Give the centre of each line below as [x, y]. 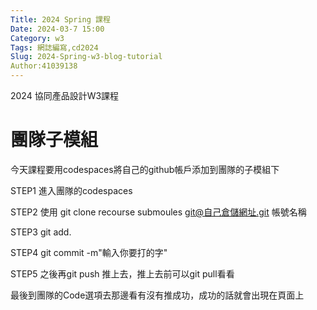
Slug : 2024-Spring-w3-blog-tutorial [86, 57]
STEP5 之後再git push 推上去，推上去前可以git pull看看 [122, 273]
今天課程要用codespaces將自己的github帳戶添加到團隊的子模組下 [145, 169]
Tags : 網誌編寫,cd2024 [54, 47]
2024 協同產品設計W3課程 [65, 95]
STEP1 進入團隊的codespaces [71, 190]
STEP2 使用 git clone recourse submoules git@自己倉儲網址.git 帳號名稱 [158, 212]
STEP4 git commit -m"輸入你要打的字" [89, 252]
